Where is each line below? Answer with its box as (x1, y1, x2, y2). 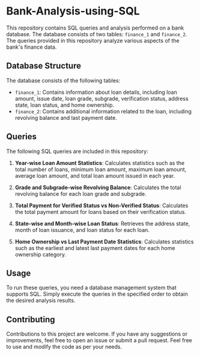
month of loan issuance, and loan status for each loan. (14, 226, 150, 233)
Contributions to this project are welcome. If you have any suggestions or (6, 330, 188, 338)
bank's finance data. (6, 43, 57, 51)
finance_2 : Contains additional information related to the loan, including (14, 107, 192, 115)
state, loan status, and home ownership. (14, 101, 115, 108)
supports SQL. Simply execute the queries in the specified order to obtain (6, 290, 188, 298)
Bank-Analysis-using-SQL (6, 4, 140, 18)
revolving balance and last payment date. (14, 114, 117, 121)
